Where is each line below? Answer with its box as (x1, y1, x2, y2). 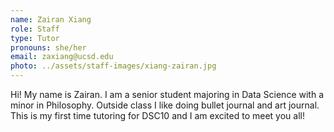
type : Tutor (10, 33, 60, 43)
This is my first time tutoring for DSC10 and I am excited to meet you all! (10, 110, 305, 121)
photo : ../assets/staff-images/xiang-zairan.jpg (10, 61, 217, 71)
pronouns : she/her (10, 42, 87, 53)
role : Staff (10, 24, 60, 34)
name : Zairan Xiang (10, 14, 92, 25)
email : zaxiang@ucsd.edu (10, 52, 114, 62)
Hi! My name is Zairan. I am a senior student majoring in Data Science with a (10, 89, 324, 100)
